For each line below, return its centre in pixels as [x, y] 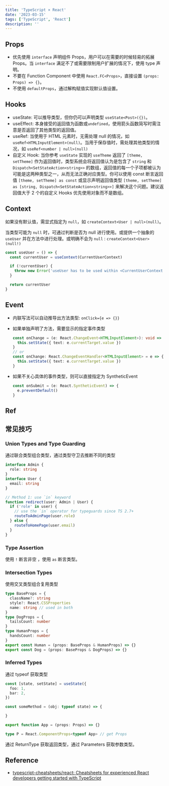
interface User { [23, 479]
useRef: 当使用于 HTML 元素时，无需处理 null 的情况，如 [71, 136]
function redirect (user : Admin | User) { [49, 502]
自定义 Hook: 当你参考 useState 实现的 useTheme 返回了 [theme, [77, 155]
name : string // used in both [41, 607]
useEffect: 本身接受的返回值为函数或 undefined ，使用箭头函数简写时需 [84, 123]
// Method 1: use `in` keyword [38, 497]
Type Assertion [24, 548]
